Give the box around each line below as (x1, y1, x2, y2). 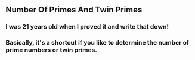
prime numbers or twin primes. (5, 46, 98, 54)
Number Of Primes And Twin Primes (5, 5, 143, 15)
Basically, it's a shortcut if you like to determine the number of (5, 39, 190, 47)
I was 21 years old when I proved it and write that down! (5, 23, 169, 31)
